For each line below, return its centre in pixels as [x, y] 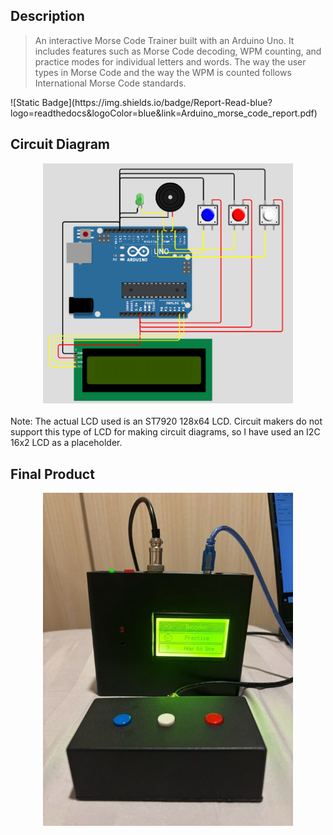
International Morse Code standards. [110, 83]
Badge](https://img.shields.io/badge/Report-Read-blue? [157, 102]
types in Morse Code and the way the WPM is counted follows [163, 72]
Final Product [52, 474]
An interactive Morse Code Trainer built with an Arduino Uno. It [164, 40]
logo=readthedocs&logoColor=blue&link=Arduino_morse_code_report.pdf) [164, 113]
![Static [25, 102]
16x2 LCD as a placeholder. [66, 443]
